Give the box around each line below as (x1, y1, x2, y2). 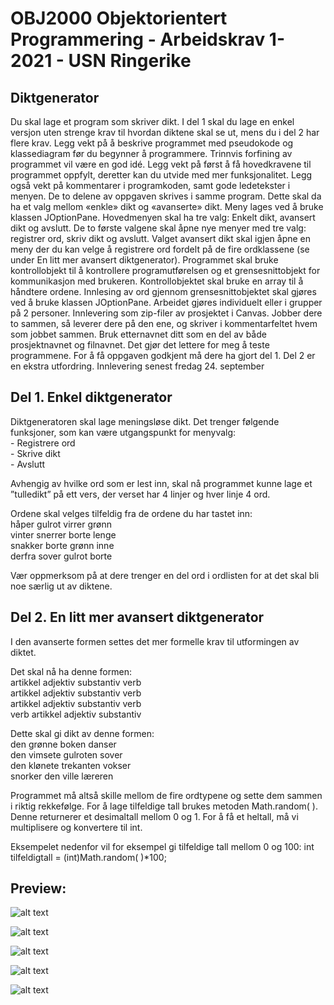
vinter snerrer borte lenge (10, 528, 117, 541)
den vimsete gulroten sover (10, 748, 123, 761)
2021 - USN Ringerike (10, 50, 192, 72)
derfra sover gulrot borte (10, 550, 113, 562)
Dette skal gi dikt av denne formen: (10, 727, 155, 739)
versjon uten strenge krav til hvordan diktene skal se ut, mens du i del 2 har (10, 127, 320, 138)
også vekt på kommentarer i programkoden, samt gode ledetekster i (10, 180, 291, 191)
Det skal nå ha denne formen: (10, 665, 132, 677)
